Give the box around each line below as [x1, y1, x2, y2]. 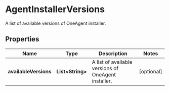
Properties [5, 35, 39, 43]
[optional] [139, 68, 162, 75]
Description [98, 50, 127, 57]
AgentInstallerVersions [5, 4, 105, 15]
